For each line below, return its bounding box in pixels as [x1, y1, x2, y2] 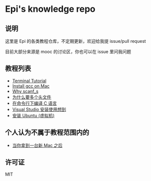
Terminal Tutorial [12, 78, 47, 84]
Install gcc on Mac [12, 83, 50, 89]
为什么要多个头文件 [12, 94, 52, 100]
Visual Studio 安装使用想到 [12, 106, 66, 112]
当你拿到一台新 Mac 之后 [12, 142, 63, 148]
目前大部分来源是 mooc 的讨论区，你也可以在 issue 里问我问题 [5, 49, 131, 55]
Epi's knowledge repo [5, 3, 96, 15]
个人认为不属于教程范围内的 [5, 128, 90, 137]
